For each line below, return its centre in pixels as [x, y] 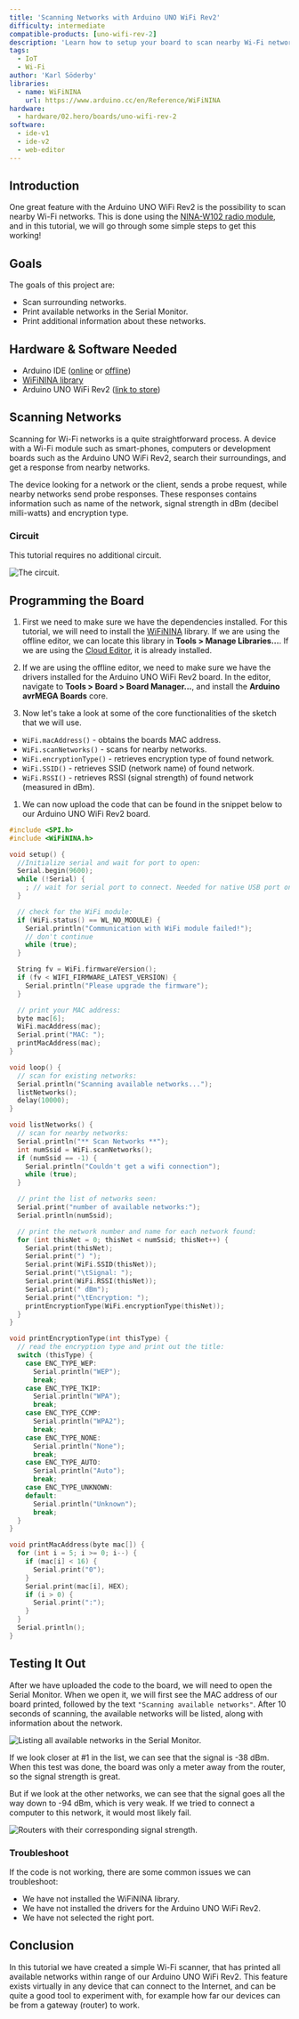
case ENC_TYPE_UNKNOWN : [69, 1488]
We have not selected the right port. [88, 1918]
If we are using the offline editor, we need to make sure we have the [146, 667]
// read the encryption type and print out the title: [121, 1347]
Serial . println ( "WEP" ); [77, 1371]
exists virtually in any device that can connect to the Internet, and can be [142, 1986]
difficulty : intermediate [57, 26]
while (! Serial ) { [52, 879]
